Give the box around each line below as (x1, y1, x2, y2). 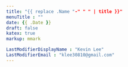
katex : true (6, 31, 35, 36)
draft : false (6, 25, 38, 31)
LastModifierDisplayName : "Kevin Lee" (6, 46, 104, 53)
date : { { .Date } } (6, 19, 51, 25)
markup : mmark (6, 36, 41, 42)
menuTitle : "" (6, 14, 44, 20)
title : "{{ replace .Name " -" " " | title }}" (6, 8, 123, 15)
